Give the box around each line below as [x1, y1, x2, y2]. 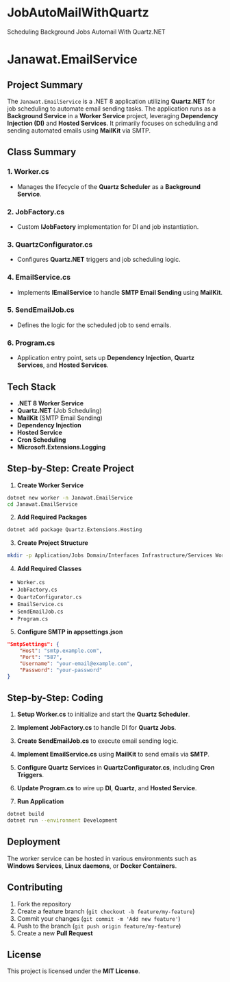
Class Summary [7, 146, 77, 158]
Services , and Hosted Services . [16, 361, 109, 369]
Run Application [16, 797, 64, 805]
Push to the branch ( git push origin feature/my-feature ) [16, 922, 181, 930]
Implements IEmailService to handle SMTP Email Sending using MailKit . [16, 288, 223, 296]
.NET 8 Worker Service [16, 399, 84, 407]
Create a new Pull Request [16, 929, 94, 937]
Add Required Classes [16, 565, 82, 573]
